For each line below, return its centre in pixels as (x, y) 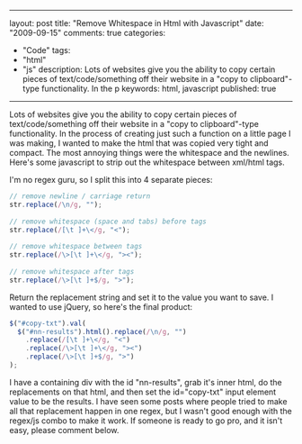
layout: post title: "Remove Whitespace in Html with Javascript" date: (137, 23)
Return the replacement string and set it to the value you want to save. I (142, 297)
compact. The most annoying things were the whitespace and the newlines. (149, 153)
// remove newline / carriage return (80, 196)
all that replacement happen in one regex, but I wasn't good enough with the (151, 411)
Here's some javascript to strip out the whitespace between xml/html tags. (147, 162)
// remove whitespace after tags (72, 271)
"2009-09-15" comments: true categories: (88, 33)
